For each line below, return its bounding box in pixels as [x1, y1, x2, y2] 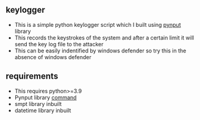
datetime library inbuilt [14, 107, 71, 114]
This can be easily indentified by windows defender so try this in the [14, 47, 187, 54]
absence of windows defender [14, 53, 92, 60]
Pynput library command [14, 94, 77, 101]
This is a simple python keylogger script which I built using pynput [14, 21, 181, 28]
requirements [5, 71, 59, 82]
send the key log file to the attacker [14, 40, 104, 48]
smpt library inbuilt [14, 100, 62, 107]
